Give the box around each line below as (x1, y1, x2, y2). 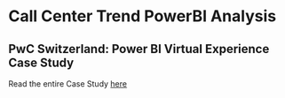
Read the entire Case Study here (8, 79, 128, 89)
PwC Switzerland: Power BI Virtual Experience (8, 41, 270, 57)
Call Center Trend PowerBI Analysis (8, 6, 277, 26)
